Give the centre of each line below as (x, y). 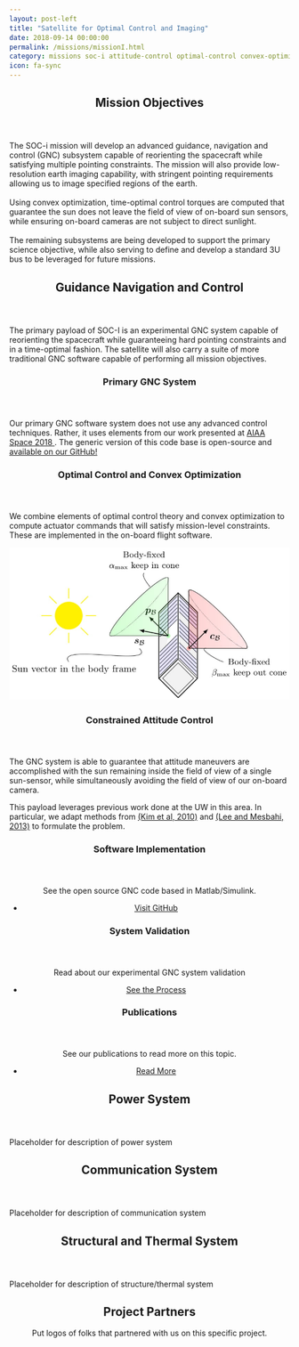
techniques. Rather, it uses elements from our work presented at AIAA (137, 433)
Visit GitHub (156, 907)
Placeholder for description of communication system (108, 1213)
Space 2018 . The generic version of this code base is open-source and (141, 442)
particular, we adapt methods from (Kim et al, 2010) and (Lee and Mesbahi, (147, 816)
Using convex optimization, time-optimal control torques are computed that (147, 203)
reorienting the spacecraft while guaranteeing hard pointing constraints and (148, 339)
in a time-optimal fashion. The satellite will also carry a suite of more (134, 349)
